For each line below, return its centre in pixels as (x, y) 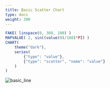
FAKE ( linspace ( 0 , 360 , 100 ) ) (38, 33)
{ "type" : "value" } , (44, 57)
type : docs (17, 15)
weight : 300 (18, 19)
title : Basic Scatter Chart (35, 10)
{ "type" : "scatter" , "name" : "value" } (64, 61)
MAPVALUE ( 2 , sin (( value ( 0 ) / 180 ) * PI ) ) (47, 38)
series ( (22, 52)
